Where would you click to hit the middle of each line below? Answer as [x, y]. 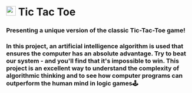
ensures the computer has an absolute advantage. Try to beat [96, 54]
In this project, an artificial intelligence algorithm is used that [95, 46]
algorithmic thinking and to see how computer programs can [95, 76]
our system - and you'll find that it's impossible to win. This [93, 61]
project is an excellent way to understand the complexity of [93, 68]
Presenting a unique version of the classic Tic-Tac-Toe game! [96, 31]
